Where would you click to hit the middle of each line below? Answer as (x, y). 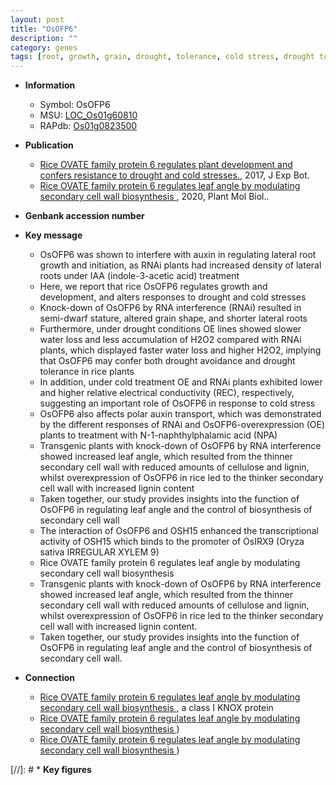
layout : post (37, 19)
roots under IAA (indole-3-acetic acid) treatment (139, 276)
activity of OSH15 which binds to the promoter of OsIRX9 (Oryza (172, 542)
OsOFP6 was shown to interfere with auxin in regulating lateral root (178, 255)
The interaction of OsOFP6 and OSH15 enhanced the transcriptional (179, 531)
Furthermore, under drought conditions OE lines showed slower (170, 329)
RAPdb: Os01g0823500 (88, 126)
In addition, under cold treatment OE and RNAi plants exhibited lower (181, 382)
